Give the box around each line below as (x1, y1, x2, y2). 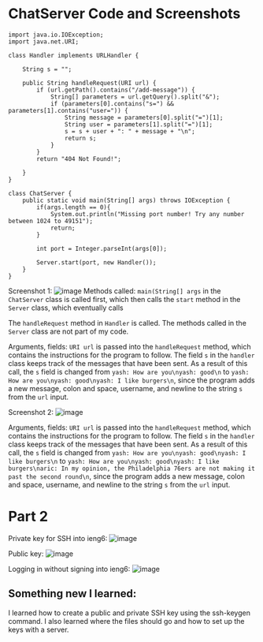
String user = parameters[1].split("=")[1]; (64, 120, 213, 129)
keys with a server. (8, 625, 69, 634)
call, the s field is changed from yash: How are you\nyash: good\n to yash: (8, 367, 250, 376)
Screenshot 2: (8, 407, 54, 416)
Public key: (8, 549, 44, 558)
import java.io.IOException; (8, 31, 104, 39)
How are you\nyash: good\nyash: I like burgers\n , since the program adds (8, 375, 255, 385)
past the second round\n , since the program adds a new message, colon (8, 471, 246, 481)
